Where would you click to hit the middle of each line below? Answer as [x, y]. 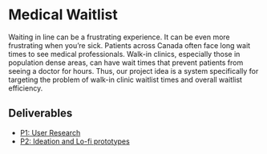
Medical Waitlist [63, 15]
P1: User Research [50, 132]
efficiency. [26, 88]
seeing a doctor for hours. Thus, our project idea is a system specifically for [133, 71]
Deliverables [40, 113]
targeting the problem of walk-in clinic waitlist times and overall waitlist [125, 79]
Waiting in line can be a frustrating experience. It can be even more [119, 37]
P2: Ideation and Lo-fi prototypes [75, 141]
